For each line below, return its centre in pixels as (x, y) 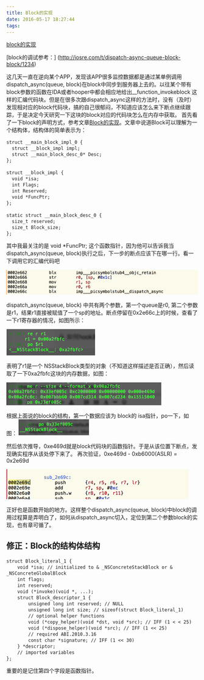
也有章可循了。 (36, 525)
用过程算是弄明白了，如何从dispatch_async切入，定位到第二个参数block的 (100, 517)
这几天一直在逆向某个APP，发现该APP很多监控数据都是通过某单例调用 (94, 77)
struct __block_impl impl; (46, 149)
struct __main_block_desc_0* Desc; (57, 155)
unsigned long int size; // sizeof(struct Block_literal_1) (106, 610)
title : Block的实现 (30, 13)
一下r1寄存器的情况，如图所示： (46, 320)
